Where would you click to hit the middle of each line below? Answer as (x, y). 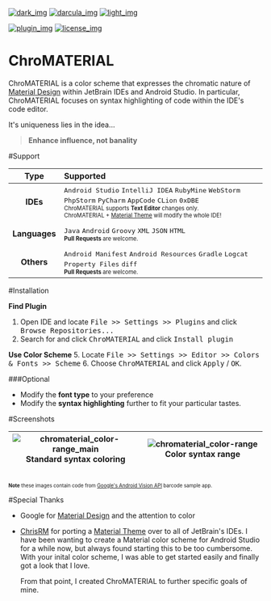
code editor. (28, 108)
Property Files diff (101, 264)
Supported (85, 176)
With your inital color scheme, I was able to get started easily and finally (140, 557)
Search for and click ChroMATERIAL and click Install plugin (127, 339)
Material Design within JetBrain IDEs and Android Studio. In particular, (124, 91)
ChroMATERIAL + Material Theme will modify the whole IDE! (143, 215)
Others (34, 261)
